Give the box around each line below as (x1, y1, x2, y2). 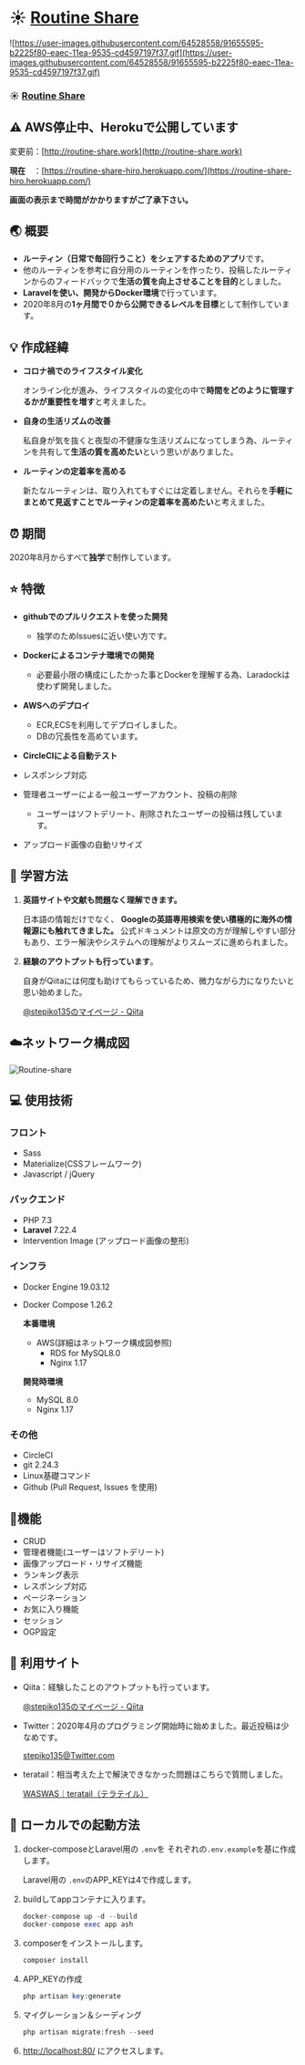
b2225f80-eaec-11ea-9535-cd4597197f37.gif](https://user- (9, 47, 232, 57)
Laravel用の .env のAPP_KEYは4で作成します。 (22, 1873, 197, 1885)
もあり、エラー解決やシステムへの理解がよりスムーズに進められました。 (22, 936, 293, 947)
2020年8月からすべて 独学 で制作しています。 (9, 552, 176, 563)
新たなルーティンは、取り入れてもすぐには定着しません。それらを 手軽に (22, 485, 293, 496)
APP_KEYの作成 (22, 1974, 83, 1985)
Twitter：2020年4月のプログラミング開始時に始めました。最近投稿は (22, 1720, 282, 1731)
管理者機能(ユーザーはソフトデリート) (22, 1546, 165, 1557)
